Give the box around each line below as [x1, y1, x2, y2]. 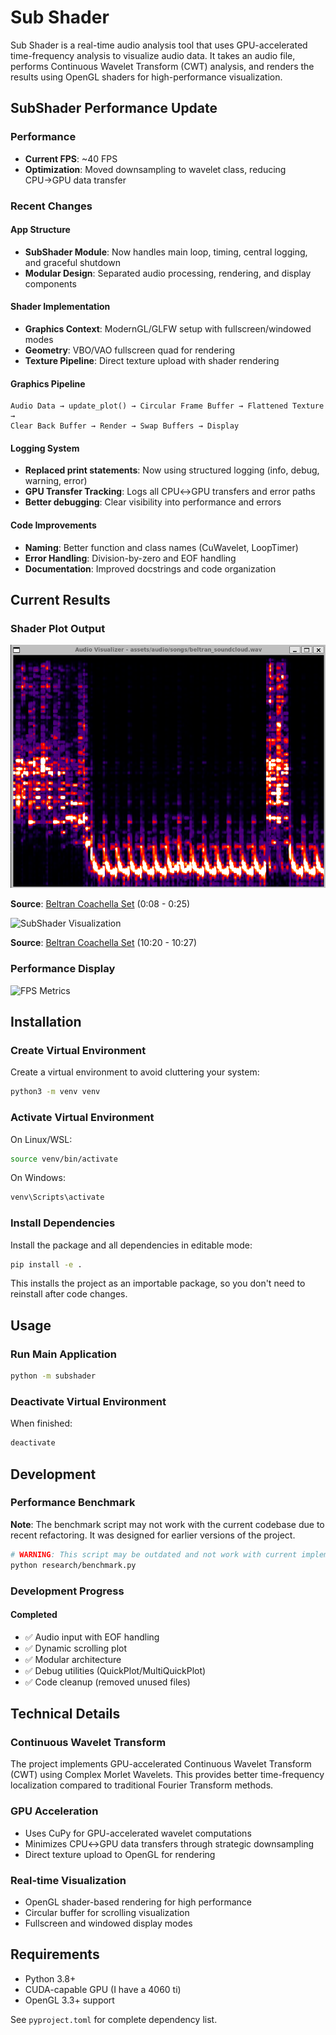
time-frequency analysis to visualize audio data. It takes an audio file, [10, 49, 296, 61]
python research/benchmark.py [10, 1560, 137, 1570]
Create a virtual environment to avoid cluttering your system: [10, 1066, 260, 1078]
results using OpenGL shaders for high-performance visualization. [10, 71, 283, 83]
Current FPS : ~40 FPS [24, 152, 118, 165]
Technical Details [10, 1706, 121, 1723]
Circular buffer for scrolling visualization [24, 1907, 190, 1918]
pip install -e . [10, 1259, 83, 1270]
